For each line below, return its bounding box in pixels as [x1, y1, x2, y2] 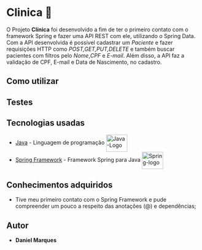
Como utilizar [6, 76, 60, 86]
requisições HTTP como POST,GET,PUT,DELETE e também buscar [6, 45, 175, 53]
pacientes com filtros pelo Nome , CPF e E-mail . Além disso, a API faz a [6, 51, 185, 59]
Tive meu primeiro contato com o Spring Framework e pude [15, 196, 167, 203]
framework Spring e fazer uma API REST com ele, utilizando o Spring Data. [6, 32, 196, 39]
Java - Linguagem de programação [15, 138, 105, 146]
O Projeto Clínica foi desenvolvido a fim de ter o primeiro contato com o [6, 26, 188, 33]
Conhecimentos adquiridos [6, 180, 113, 190]
